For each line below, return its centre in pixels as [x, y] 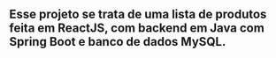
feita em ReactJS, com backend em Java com [137, 29]
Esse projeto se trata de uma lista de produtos [138, 14]
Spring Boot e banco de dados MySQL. [118, 42]
